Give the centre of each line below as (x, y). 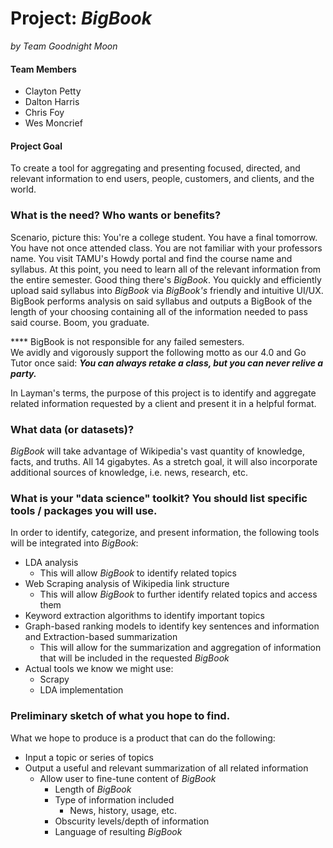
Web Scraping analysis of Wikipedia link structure (127, 584)
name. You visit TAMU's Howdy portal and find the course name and (151, 258)
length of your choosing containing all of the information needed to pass (159, 311)
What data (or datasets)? (72, 429)
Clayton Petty (53, 91)
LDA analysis (51, 563)
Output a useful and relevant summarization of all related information (166, 768)
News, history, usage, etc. (123, 810)
